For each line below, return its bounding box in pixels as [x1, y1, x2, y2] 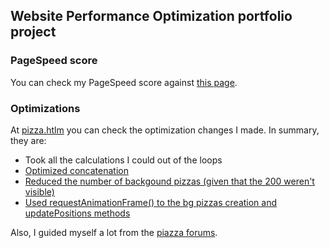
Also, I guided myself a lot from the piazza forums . [10, 226, 218, 238]
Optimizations [10, 101, 81, 115]
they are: [10, 134, 47, 146]
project [10, 24, 57, 41]
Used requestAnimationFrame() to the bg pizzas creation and [24, 196, 278, 208]
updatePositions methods [24, 207, 131, 219]
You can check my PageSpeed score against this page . [10, 76, 238, 88]
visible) [24, 185, 55, 198]
